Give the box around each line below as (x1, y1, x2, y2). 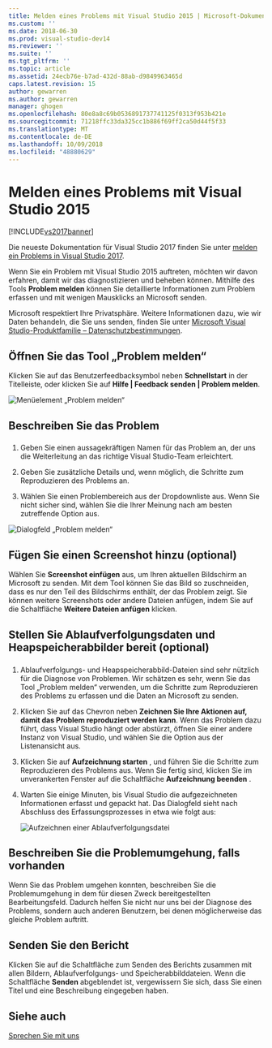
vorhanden (8, 858, 66, 873)
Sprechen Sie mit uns (8, 1031, 79, 1040)
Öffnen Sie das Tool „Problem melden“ (8, 349, 206, 363)
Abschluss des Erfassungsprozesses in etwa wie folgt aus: (19, 807, 216, 817)
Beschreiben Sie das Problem (8, 419, 159, 433)
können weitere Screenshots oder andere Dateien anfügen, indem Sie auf (8, 596, 253, 606)
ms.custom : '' (8, 19, 57, 28)
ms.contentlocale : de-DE (8, 132, 92, 140)
